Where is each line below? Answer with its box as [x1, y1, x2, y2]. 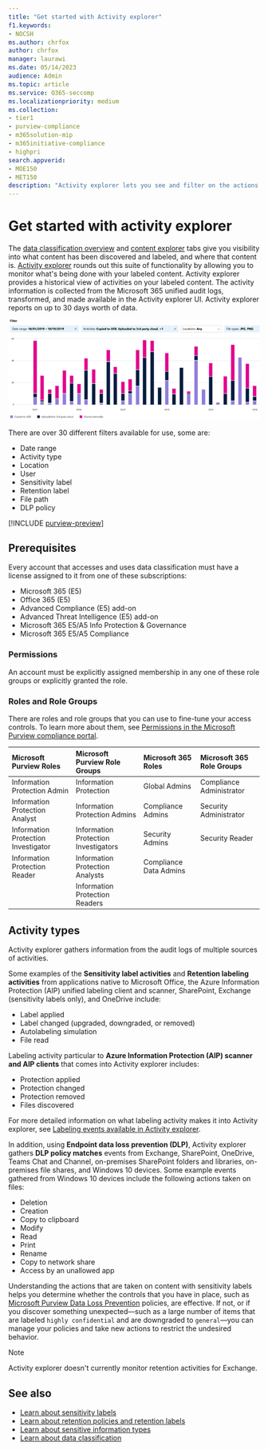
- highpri [8, 148, 41, 156]
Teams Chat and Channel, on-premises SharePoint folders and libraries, [8, 1156, 245, 1167]
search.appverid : [8, 156, 66, 164]
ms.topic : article [8, 80, 69, 88]
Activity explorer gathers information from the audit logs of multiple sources [8, 945, 258, 955]
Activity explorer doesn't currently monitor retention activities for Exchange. [8, 1364, 258, 1373]
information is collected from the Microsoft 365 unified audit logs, [8, 286, 224, 296]
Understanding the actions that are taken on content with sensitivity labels [8, 1281, 253, 1291]
